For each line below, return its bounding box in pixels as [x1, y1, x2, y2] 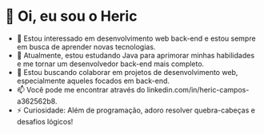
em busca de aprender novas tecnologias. [16, 41, 156, 51]
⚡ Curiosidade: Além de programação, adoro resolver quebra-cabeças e [16, 105, 255, 115]
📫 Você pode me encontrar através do [16, 85, 146, 94]
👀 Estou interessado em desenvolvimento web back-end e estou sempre [16, 33, 256, 43]
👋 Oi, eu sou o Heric [5, 7, 138, 26]
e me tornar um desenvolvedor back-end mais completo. [16, 59, 205, 69]
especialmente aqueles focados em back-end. [16, 76, 170, 85]
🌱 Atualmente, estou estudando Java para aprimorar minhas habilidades [16, 50, 255, 60]
